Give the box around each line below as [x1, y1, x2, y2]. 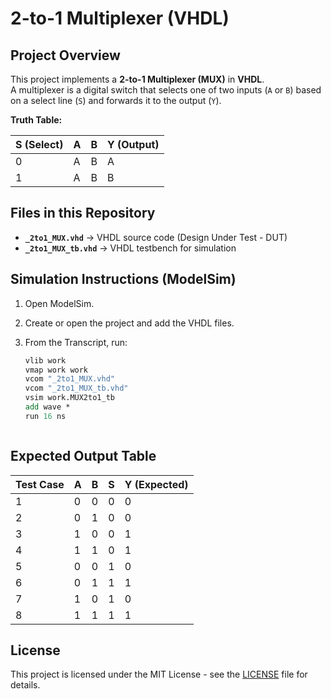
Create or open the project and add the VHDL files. [24, 317, 235, 329]
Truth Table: [10, 114, 63, 126]
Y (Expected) [124, 477, 189, 491]
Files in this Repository [10, 205, 156, 222]
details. [10, 679, 41, 691]
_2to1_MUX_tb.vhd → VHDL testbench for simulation [24, 242, 237, 254]
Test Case [15, 477, 65, 491]
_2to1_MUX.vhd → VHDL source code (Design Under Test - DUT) [24, 231, 288, 243]
